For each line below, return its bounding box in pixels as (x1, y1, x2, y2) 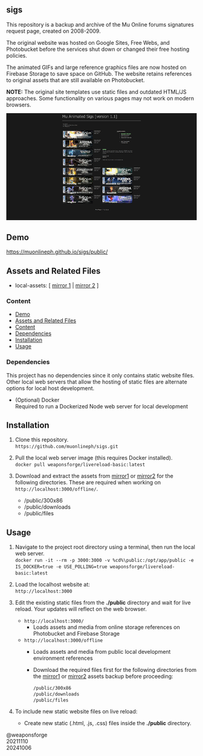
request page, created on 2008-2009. (6, 27, 101, 34)
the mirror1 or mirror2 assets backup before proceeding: (33, 673, 173, 680)
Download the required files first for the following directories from (33, 666, 197, 674)
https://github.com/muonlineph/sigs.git (14, 444, 118, 450)
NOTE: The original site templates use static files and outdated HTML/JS (6, 88, 187, 96)
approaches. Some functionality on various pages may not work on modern (6, 94, 195, 102)
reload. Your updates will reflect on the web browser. (14, 605, 147, 613)
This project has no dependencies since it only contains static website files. (6, 371, 195, 379)
